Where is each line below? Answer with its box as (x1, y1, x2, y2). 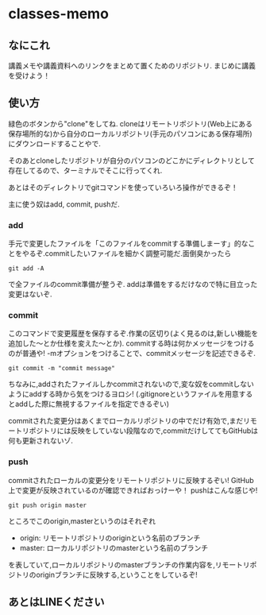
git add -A (8, 265, 44, 273)
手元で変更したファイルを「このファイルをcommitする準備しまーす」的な (8, 239, 249, 249)
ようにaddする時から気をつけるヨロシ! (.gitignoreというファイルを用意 (8, 389, 240, 399)
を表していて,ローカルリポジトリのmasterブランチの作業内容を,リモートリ (8, 559, 250, 569)
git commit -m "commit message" (8, 365, 115, 373)
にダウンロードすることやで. (8, 138, 102, 148)
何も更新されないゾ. (8, 436, 74, 446)
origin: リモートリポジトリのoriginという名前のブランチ (19, 533, 201, 543)
